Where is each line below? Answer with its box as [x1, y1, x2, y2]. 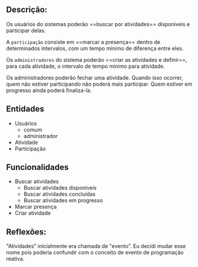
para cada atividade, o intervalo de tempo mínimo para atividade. [6, 62, 165, 70]
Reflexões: [6, 227, 47, 237]
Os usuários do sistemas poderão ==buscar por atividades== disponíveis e [6, 20, 190, 27]
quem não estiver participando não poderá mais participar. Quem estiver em [6, 80, 193, 87]
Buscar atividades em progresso [23, 197, 103, 204]
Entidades [6, 104, 44, 114]
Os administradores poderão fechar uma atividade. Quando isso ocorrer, [6, 74, 183, 81]
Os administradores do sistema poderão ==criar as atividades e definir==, [6, 56, 188, 63]
